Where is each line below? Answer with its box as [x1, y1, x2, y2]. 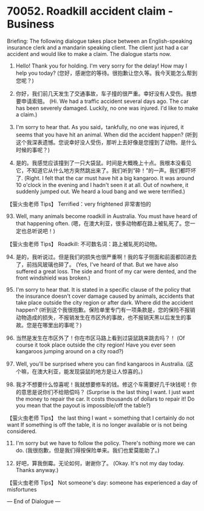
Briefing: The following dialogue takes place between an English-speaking [7, 37, 193, 44]
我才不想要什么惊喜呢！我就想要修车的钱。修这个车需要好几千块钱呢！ [15, 381, 192, 388]
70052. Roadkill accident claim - [7, 4, 174, 18]
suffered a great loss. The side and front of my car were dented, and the [15, 267, 197, 275]
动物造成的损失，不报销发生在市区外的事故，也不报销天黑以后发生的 [15, 314, 186, 321]
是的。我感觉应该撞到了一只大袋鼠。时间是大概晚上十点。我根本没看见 [15, 159, 192, 166]
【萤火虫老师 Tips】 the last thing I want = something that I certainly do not [7, 414, 195, 421]
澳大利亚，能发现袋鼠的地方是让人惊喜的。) [36, 367, 143, 375]
